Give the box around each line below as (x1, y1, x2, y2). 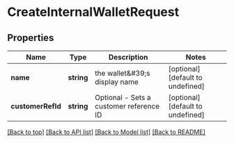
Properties (7, 32, 54, 44)
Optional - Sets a (95, 93, 151, 102)
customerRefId (10, 101, 61, 111)
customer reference (95, 101, 160, 111)
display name (95, 77, 139, 87)
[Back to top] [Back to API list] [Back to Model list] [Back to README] (7, 128, 205, 136)
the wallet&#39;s (95, 69, 150, 78)
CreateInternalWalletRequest (7, 4, 180, 20)
